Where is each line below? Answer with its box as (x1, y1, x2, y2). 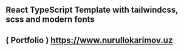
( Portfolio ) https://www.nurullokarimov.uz (5, 35, 173, 45)
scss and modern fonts (5, 15, 95, 25)
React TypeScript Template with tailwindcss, (5, 5, 179, 15)
